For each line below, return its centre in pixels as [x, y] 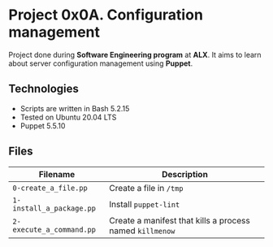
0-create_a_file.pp [50, 188]
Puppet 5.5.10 [43, 126]
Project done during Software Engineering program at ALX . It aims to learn [135, 54]
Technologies [44, 89]
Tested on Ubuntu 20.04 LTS [68, 117]
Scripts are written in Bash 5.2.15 [75, 108]
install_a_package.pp [54, 208]
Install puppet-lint [145, 204]
